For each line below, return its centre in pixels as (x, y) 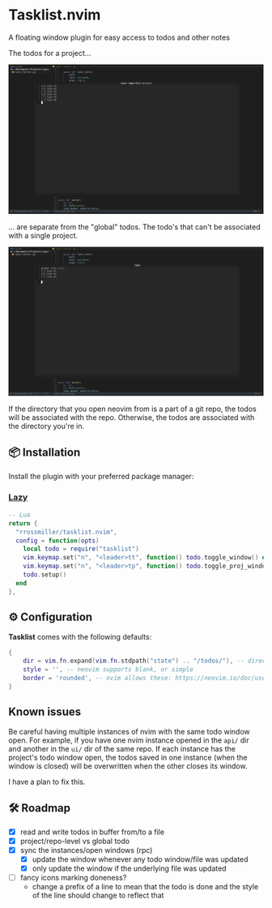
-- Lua (19, 515)
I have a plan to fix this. (47, 782)
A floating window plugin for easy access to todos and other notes (119, 37)
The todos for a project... (50, 53)
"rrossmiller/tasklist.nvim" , (66, 532)
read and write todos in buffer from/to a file (92, 832)
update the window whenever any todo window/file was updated (140, 859)
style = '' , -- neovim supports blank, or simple (108, 670)
